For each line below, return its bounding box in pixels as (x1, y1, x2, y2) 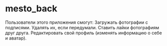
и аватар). (5, 35, 26, 41)
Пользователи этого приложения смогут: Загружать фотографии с (5, 19, 148, 25)
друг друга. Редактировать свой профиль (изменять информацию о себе (5, 30, 162, 36)
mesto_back (5, 3, 57, 14)
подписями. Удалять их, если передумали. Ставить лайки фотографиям (5, 24, 159, 30)
